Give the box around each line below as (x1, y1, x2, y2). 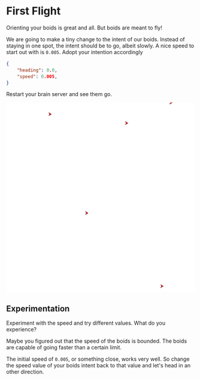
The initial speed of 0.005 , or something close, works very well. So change (6, 355, 190, 363)
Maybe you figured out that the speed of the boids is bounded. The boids (6, 337, 187, 345)
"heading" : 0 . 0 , (17, 67, 58, 73)
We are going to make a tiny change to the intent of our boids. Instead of (6, 35, 186, 43)
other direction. (6, 368, 44, 376)
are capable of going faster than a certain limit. (6, 344, 122, 351)
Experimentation (6, 303, 70, 313)
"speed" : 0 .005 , (17, 73, 58, 79)
